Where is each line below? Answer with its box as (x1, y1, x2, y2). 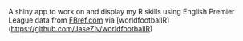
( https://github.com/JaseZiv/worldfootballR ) (8, 24, 153, 33)
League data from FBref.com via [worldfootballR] (8, 15, 170, 25)
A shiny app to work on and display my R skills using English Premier (8, 7, 235, 16)
